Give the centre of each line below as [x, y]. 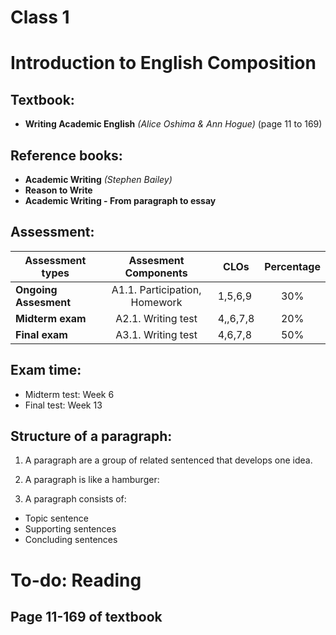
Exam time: [46, 370]
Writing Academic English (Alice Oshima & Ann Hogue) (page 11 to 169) [173, 124]
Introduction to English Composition [163, 63]
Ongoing [36, 289]
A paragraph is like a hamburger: [92, 480]
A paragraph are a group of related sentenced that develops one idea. [168, 460]
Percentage [292, 266]
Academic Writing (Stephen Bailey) [98, 179]
